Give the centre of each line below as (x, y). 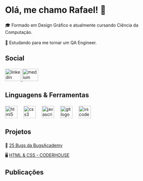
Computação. (19, 32)
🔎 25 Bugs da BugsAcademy (34, 145)
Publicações (24, 172)
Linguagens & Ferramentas (47, 95)
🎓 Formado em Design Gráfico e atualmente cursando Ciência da (72, 25)
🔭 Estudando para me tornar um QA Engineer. (51, 43)
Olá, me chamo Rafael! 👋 (56, 10)
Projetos (18, 132)
